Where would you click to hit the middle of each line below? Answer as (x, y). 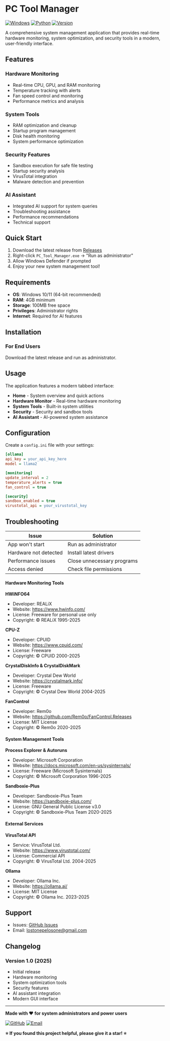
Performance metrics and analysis (48, 101)
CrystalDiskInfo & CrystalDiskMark (43, 666)
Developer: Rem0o (32, 711)
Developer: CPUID (31, 640)
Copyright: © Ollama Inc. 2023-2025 (51, 897)
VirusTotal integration (35, 176)
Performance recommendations (46, 217)
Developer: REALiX (32, 604)
